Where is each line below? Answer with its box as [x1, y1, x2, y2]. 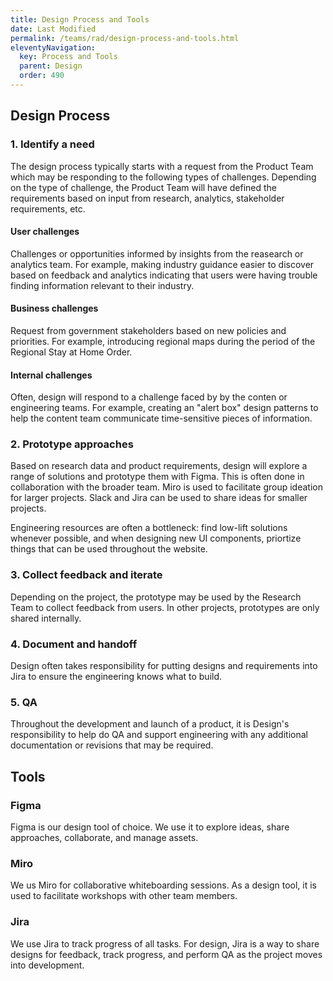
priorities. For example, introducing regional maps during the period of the [10, 335, 316, 347]
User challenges [10, 226, 80, 238]
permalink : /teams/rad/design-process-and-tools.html [10, 33, 240, 43]
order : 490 [19, 71, 65, 81]
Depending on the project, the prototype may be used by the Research [10, 591, 302, 603]
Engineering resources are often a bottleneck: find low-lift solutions [10, 522, 288, 534]
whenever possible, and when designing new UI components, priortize [10, 532, 302, 545]
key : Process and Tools [19, 52, 118, 62]
